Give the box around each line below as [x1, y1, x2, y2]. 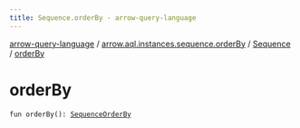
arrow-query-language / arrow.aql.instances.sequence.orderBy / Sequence [9, 38, 292, 49]
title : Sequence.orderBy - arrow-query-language [9, 13, 197, 23]
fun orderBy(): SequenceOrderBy [9, 110, 131, 119]
